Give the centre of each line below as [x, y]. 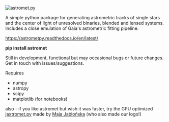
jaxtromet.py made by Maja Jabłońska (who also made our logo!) [73, 114]
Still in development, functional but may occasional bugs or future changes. [84, 58]
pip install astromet [26, 48]
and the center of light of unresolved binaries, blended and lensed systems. [84, 23]
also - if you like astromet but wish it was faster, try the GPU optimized [79, 109]
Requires [15, 73]
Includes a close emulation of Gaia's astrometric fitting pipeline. [72, 28]
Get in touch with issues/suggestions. [45, 63]
